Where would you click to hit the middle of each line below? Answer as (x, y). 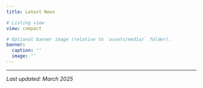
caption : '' (27, 51)
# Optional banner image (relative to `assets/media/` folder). (89, 39)
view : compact (24, 28)
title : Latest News (31, 12)
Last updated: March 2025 (40, 78)
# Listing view (25, 23)
